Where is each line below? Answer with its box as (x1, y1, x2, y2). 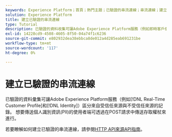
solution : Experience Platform (5, 12, 72, 17)
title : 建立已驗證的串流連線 (5, 17, 60, 22)
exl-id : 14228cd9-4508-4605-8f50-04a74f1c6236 (5, 31, 106, 36)
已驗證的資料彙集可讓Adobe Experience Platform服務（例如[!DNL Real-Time (5, 96, 165, 102)
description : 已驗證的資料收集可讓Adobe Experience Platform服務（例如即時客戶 (5, 27, 165, 32)
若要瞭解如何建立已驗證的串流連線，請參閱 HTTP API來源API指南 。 (5, 126, 145, 132)
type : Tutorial (5, 21, 38, 27)
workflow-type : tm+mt (5, 41, 52, 46)
